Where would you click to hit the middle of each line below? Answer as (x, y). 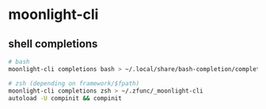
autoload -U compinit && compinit (65, 98)
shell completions (53, 44)
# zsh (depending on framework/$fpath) (74, 83)
